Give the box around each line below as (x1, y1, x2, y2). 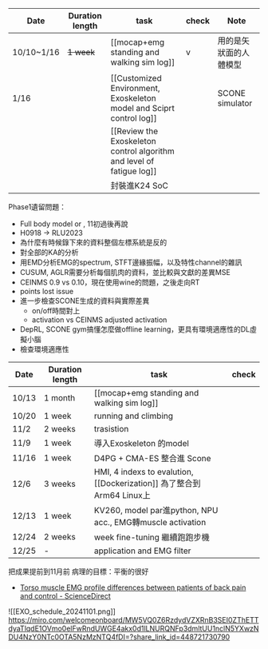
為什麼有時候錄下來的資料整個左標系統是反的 (19, 237, 167, 247)
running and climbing (94, 411, 174, 421)
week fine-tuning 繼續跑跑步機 (94, 532, 210, 543)
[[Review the (110, 125, 158, 137)
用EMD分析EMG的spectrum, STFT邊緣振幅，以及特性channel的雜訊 (19, 257, 242, 267)
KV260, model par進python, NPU (94, 505, 219, 516)
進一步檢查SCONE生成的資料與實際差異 (19, 296, 150, 305)
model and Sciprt (110, 103, 175, 113)
